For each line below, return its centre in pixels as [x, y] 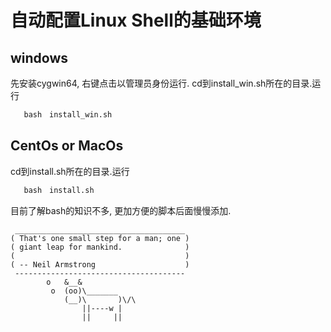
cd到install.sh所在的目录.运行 [70, 171]
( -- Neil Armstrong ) [100, 264]
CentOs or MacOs [67, 146]
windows [39, 57]
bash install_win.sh [68, 115]
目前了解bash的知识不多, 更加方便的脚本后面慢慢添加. [121, 210]
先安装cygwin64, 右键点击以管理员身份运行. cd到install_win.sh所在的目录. [161, 83]
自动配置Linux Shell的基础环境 [136, 20]
